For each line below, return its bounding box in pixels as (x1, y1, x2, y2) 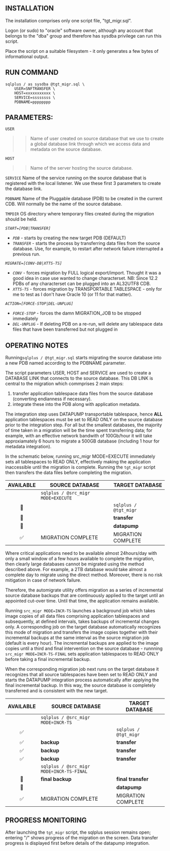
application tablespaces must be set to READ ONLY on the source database (5, 417, 163, 423)
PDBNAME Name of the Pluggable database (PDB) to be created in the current (5, 196, 163, 202)
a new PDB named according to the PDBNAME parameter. (5, 360, 126, 366)
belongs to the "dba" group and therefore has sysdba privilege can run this (5, 33, 162, 39)
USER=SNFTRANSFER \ (14, 86, 56, 91)
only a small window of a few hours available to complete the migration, (5, 556, 155, 562)
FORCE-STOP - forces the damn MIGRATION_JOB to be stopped (12, 310, 142, 317)
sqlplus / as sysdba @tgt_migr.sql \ (5, 81, 85, 87)
